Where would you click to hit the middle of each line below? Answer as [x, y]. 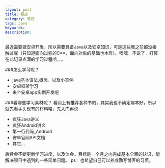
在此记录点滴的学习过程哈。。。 [35, 59]
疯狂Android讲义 [29, 125]
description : [18, 32]
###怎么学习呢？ [22, 70]
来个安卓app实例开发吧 [35, 92]
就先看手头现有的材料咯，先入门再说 [42, 109]
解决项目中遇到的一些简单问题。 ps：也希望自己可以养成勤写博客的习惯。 [79, 160]
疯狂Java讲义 [26, 119]
